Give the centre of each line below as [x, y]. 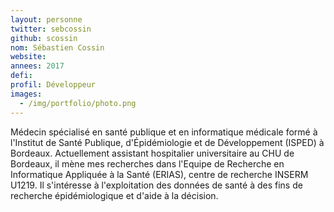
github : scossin [44, 38]
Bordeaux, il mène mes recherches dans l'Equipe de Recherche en [147, 163]
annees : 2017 [37, 66]
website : [28, 57]
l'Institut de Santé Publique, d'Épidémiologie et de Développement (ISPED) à [167, 142]
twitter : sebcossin [51, 29]
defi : [21, 76]
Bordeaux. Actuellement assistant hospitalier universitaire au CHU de [152, 153]
